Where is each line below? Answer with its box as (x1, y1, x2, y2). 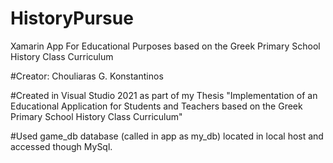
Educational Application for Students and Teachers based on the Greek (10, 100, 303, 112)
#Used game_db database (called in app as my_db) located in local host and (10, 130, 324, 142)
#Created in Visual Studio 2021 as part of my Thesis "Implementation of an (10, 89, 318, 101)
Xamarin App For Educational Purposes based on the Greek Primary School (10, 40, 321, 52)
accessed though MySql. (10, 140, 113, 152)
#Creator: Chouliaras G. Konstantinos (10, 70, 164, 82)
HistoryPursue (10, 7, 134, 30)
